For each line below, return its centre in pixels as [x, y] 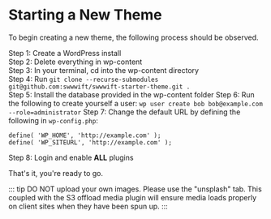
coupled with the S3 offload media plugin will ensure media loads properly [133, 197]
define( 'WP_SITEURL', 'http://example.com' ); [90, 142]
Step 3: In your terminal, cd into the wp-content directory [104, 70]
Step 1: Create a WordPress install [65, 53]
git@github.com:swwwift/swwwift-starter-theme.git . [99, 87]
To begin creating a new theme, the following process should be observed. [133, 37]
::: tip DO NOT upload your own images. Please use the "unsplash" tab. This [135, 189]
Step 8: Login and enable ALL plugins [71, 157]
